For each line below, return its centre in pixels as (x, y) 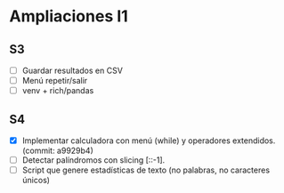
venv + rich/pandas (58, 91)
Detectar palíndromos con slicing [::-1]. (93, 160)
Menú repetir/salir (55, 81)
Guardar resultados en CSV (72, 70)
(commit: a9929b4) (57, 151)
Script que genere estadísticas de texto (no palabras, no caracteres (146, 170)
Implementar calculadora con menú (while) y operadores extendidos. (149, 141)
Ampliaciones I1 (69, 16)
